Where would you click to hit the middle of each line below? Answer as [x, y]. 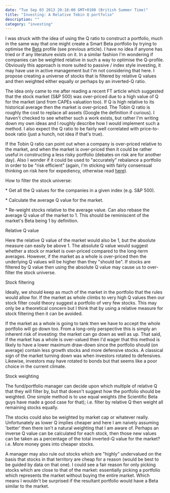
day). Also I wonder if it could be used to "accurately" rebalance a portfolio [83, 160]
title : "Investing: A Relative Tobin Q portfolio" [60, 15]
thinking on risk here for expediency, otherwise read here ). [66, 171]
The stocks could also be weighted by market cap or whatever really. [77, 417]
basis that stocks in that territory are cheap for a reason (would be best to [82, 459]
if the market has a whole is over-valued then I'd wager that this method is [83, 340]
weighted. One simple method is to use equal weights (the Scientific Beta [81, 397]
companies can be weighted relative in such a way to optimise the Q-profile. [85, 60]
